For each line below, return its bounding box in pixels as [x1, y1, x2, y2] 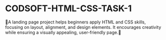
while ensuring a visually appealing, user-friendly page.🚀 [5, 29, 121, 35]
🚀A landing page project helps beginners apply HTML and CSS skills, [5, 19, 146, 25]
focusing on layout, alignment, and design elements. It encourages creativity [5, 24, 162, 30]
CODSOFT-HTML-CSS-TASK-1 [5, 3, 132, 14]
